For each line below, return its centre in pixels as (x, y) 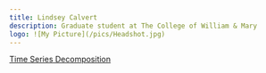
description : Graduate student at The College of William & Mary (133, 26)
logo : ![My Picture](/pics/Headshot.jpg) (87, 34)
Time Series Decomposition (60, 60)
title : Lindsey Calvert (54, 17)
